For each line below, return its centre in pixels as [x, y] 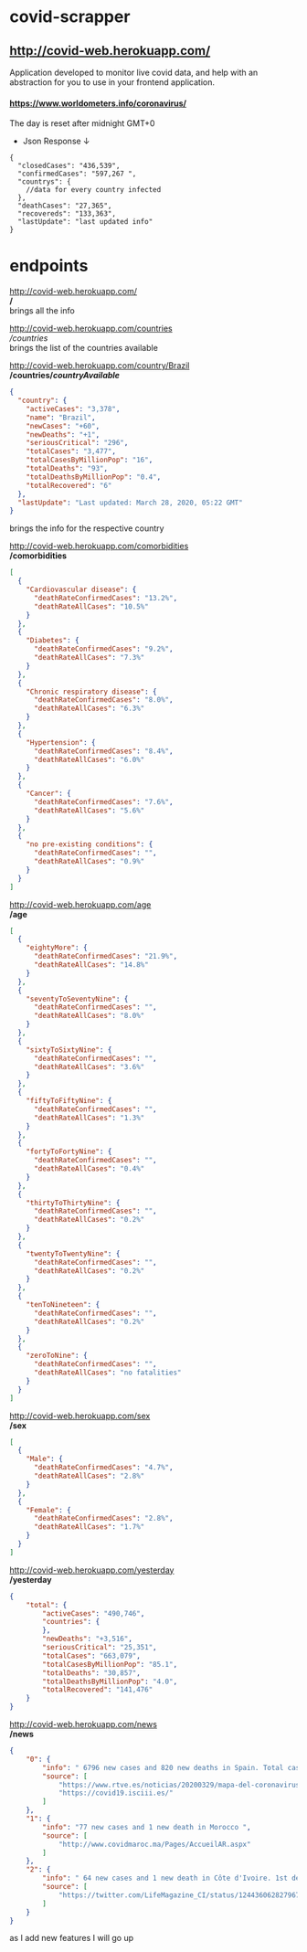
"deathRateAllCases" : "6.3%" [89, 709]
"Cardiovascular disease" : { [81, 590]
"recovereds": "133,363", [67, 214]
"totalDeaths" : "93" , [67, 469]
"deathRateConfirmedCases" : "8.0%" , [103, 700]
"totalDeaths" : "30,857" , [92, 1673]
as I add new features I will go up [72, 1938]
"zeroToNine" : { [57, 1356]
